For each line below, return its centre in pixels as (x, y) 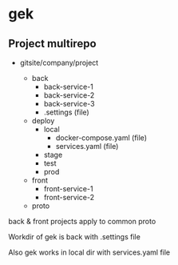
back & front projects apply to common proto (82, 221)
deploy (43, 120)
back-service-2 (69, 95)
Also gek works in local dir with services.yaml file (89, 252)
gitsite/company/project (59, 62)
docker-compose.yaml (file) (101, 138)
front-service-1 (68, 189)
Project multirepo (53, 44)
